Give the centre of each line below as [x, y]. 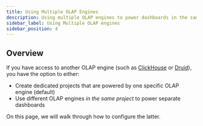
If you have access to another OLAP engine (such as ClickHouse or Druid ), [99, 68]
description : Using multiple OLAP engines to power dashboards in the [97, 17]
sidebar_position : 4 [32, 29]
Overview [25, 53]
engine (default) [35, 92]
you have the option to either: [43, 74]
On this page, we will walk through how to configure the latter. [84, 117]
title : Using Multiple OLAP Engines [52, 12]
